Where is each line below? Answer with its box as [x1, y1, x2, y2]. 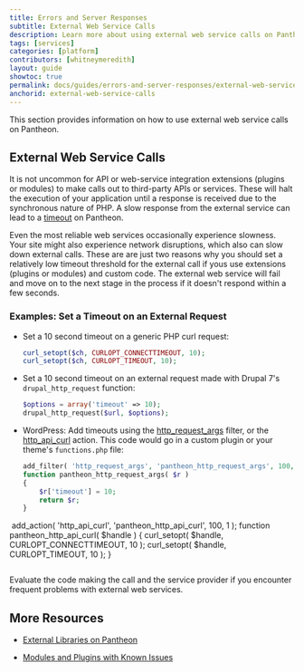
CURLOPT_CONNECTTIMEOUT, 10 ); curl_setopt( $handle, [9, 540, 227, 551]
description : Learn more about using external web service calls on [9, 30, 273, 39]
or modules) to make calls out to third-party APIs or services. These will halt [9, 183, 293, 195]
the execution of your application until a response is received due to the [9, 193, 277, 204]
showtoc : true [9, 72, 63, 82]
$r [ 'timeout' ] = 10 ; [39, 486, 117, 496]
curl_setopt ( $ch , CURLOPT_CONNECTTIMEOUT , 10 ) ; [22, 348, 206, 358]
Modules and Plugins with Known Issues [22, 652, 174, 663]
